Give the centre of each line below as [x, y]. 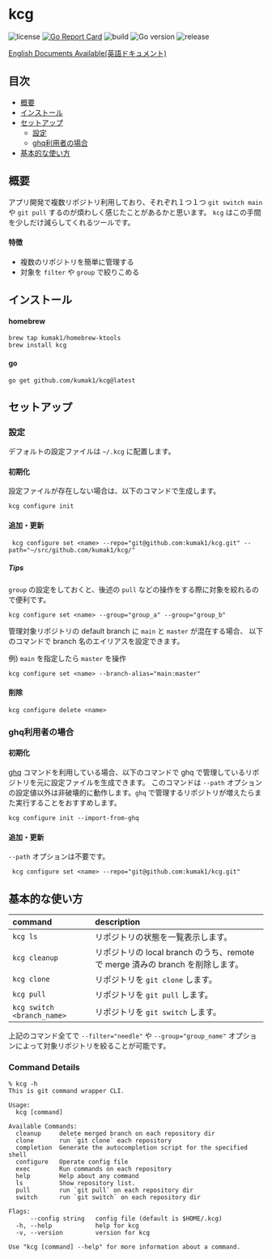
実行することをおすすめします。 [68, 802]
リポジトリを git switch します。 [158, 1012]
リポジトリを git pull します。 [154, 995]
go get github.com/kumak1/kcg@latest [72, 380]
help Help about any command [77, 1176]
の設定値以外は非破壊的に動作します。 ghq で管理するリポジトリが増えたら [132, 792]
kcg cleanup [36, 958]
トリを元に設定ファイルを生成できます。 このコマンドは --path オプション [139, 782]
